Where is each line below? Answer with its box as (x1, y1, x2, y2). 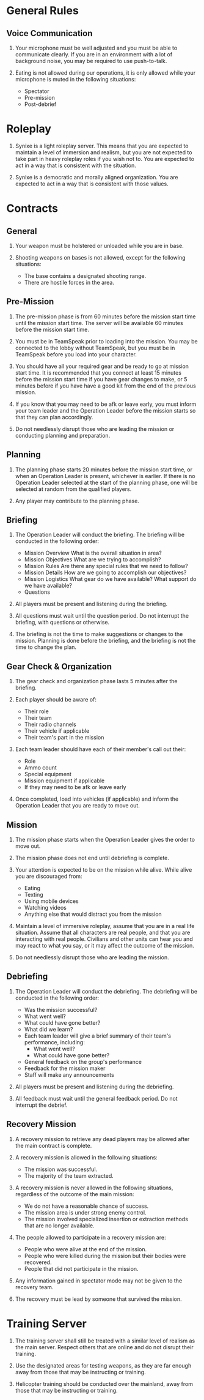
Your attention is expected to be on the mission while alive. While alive (15, 866, 192, 873)
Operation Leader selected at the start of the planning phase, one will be (15, 479, 198, 486)
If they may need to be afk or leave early (24, 784, 126, 791)
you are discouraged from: (15, 873, 82, 880)
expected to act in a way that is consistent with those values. (15, 180, 169, 187)
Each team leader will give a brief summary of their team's (24, 1032, 172, 1039)
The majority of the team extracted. (24, 1172, 114, 1179)
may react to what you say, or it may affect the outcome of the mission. (15, 942, 194, 949)
